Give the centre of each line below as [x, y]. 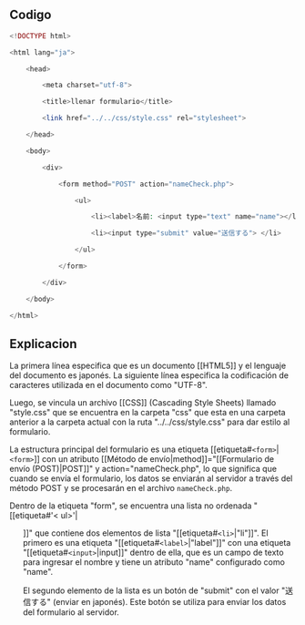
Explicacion [43, 344]
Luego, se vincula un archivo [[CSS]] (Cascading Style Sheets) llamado [143, 403]
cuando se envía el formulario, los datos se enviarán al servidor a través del [151, 478]
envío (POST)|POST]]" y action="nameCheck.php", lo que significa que [143, 469]
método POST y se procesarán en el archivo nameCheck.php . [121, 488]
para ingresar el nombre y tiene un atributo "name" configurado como [153, 562]
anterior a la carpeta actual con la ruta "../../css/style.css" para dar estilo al [150, 422]
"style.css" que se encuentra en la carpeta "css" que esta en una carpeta [147, 413]
